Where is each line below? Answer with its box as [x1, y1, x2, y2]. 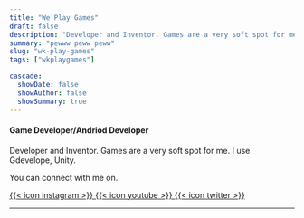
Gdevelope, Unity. [9, 155, 77, 166]
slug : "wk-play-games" [9, 47, 95, 56]
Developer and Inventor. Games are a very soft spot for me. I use [9, 145, 251, 156]
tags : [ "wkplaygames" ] [9, 55, 95, 64]
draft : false [9, 22, 59, 31]
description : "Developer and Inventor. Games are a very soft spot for [9, 30, 285, 39]
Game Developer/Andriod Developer [9, 125, 149, 136]
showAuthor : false [17, 88, 88, 98]
